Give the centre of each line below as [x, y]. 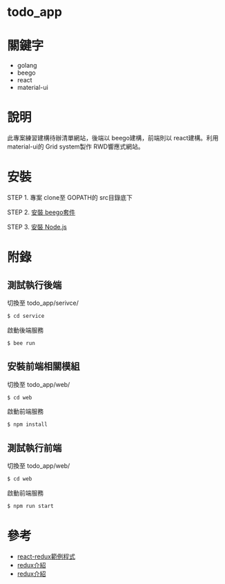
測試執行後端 [35, 285]
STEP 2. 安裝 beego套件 [41, 212]
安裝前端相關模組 [43, 367]
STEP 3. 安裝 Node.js [37, 227]
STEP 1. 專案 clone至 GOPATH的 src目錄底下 [70, 197]
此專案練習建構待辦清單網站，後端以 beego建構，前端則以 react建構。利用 [113, 138]
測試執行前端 [35, 448]
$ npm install [28, 425]
